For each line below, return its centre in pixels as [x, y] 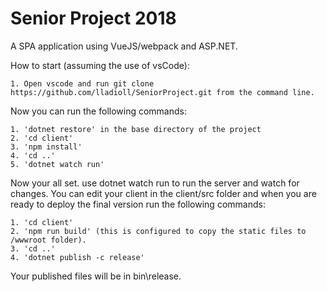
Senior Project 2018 [93, 18]
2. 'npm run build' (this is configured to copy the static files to [158, 231]
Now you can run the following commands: [98, 111]
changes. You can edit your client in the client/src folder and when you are [163, 193]
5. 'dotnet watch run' [57, 164]
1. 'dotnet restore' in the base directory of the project [136, 129]
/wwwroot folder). [48, 240]
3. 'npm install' [46, 147]
